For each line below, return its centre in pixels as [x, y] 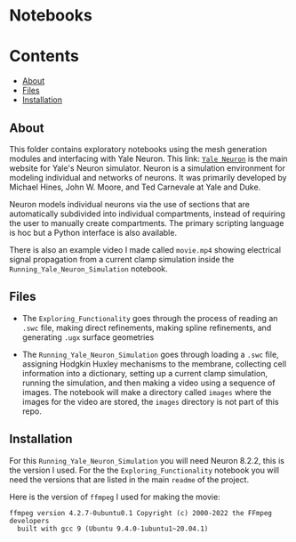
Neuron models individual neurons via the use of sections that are [130, 204]
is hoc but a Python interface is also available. [93, 232]
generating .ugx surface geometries [88, 337]
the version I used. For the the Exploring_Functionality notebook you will [144, 470]
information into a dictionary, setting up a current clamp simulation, [145, 373]
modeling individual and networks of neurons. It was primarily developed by [148, 177]
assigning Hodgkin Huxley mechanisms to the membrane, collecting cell [154, 364]
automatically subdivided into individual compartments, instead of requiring [148, 214]
